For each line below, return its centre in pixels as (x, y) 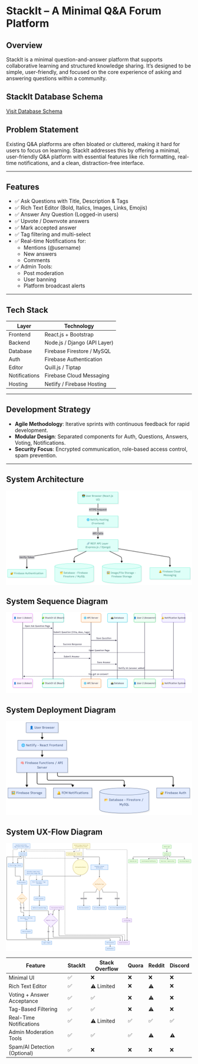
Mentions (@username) (52, 248)
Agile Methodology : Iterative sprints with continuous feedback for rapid (102, 423)
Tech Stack (27, 310)
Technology (79, 326)
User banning (40, 280)
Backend (19, 343)
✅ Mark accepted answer (46, 228)
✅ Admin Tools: (34, 267)
